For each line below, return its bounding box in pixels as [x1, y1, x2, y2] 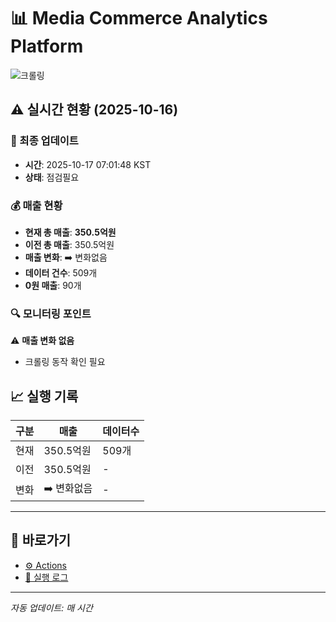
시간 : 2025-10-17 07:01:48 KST [24, 158, 152, 170]
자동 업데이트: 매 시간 [10, 601, 93, 614]
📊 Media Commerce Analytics [10, 7, 268, 30]
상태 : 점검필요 [24, 171, 80, 183]
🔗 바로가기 [10, 532, 72, 549]
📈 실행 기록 [10, 388, 79, 405]
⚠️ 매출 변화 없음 [10, 335, 75, 347]
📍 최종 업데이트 [10, 134, 79, 148]
